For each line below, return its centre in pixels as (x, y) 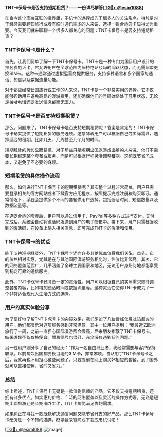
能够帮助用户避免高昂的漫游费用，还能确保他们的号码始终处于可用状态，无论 (81, 96)
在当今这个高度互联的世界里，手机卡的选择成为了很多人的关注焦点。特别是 (79, 18)
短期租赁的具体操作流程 (32, 176)
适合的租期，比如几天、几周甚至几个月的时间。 (56, 139)
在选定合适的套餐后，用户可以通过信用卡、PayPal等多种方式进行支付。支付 (80, 216)
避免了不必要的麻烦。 (39, 162)
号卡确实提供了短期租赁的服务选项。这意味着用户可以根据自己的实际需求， (79, 134)
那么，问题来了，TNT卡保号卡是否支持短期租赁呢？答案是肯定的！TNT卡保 (80, 127)
